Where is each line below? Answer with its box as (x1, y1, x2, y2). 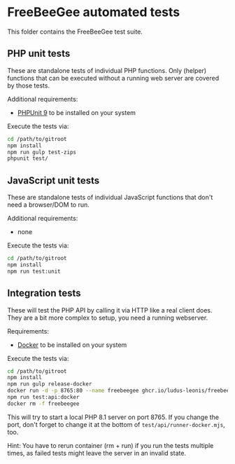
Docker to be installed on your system (17, 341, 127, 349)
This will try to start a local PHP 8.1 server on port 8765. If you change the (7, 413, 219, 421)
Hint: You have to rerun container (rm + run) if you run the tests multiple (7, 441, 214, 449)
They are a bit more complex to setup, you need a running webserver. (7, 313, 208, 322)
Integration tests (7, 287, 82, 299)
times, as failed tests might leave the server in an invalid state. (7, 449, 187, 457)
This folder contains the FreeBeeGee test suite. (7, 27, 143, 36)
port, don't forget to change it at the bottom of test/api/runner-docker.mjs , (7, 420, 225, 428)
